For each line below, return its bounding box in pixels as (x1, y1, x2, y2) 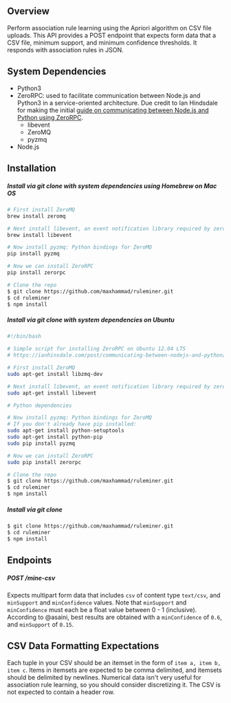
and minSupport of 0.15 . (7, 620, 74, 629)
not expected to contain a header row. (7, 688, 115, 696)
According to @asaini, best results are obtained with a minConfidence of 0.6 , (7, 613, 222, 622)
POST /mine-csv (7, 574, 56, 582)
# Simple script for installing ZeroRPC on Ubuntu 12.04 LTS (7, 346, 186, 353)
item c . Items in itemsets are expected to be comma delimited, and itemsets (7, 666, 222, 674)
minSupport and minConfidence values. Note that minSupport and (7, 598, 187, 607)
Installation (7, 162, 56, 174)
